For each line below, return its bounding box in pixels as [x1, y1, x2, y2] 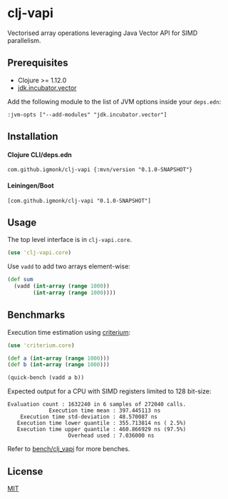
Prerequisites [7, 57, 68, 69]
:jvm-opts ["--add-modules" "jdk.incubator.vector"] [7, 111, 167, 119]
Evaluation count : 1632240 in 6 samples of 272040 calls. [7, 401, 187, 408]
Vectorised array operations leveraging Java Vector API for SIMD [7, 29, 198, 37]
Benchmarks [7, 309, 66, 321]
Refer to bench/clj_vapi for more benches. [7, 445, 130, 453]
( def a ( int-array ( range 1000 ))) [7, 355, 110, 362]
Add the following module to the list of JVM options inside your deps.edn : [7, 97, 222, 106]
